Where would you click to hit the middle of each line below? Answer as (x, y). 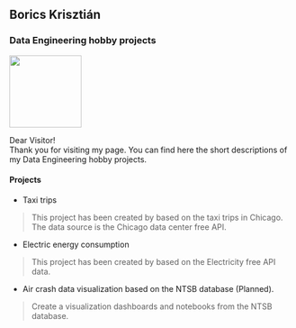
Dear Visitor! (32, 140)
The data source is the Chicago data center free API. (129, 227)
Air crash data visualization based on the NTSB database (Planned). (148, 288)
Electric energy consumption (76, 244)
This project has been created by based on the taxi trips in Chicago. (157, 217)
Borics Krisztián (55, 15)
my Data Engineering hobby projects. (78, 159)
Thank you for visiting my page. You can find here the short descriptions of (148, 150)
